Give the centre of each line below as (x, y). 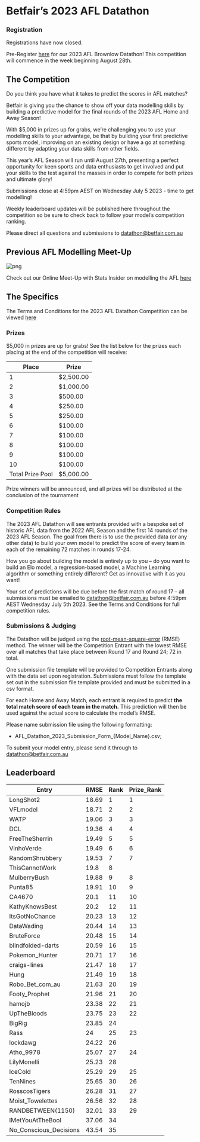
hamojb (20, 1003)
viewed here (21, 317)
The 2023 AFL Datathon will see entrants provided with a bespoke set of (95, 523)
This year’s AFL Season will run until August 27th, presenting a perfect (93, 160)
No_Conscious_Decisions (45, 1129)
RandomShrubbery (36, 858)
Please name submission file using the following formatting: (79, 724)
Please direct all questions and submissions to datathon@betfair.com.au (95, 233)
